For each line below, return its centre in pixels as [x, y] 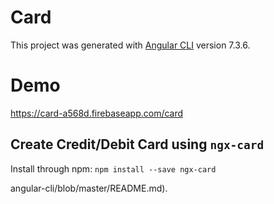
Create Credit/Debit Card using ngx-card [137, 144]
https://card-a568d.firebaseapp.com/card [97, 113]
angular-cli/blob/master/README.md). [89, 188]
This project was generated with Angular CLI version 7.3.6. [130, 45]
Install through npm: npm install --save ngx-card [113, 168]
